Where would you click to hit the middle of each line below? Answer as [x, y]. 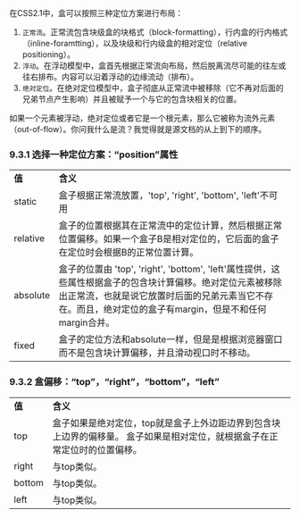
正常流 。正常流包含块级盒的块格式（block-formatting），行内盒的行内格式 [155, 32]
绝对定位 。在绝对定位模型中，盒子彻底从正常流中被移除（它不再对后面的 [153, 88]
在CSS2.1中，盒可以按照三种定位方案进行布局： [96, 13]
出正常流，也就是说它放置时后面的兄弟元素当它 [157, 296]
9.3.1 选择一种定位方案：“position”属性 [94, 155]
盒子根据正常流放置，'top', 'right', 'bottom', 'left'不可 [168, 196]
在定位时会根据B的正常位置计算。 [129, 253]
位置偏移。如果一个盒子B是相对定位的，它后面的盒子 [169, 239]
